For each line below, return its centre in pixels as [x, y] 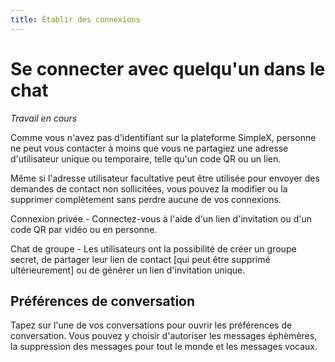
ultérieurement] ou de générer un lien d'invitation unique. [128, 270]
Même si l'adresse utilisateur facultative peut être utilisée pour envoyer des [165, 178]
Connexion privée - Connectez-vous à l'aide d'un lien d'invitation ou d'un [161, 218]
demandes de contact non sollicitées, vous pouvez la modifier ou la [149, 188]
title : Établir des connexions [75, 19]
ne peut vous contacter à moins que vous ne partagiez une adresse [149, 148]
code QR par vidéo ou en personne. [84, 229]
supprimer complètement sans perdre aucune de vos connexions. [146, 199]
